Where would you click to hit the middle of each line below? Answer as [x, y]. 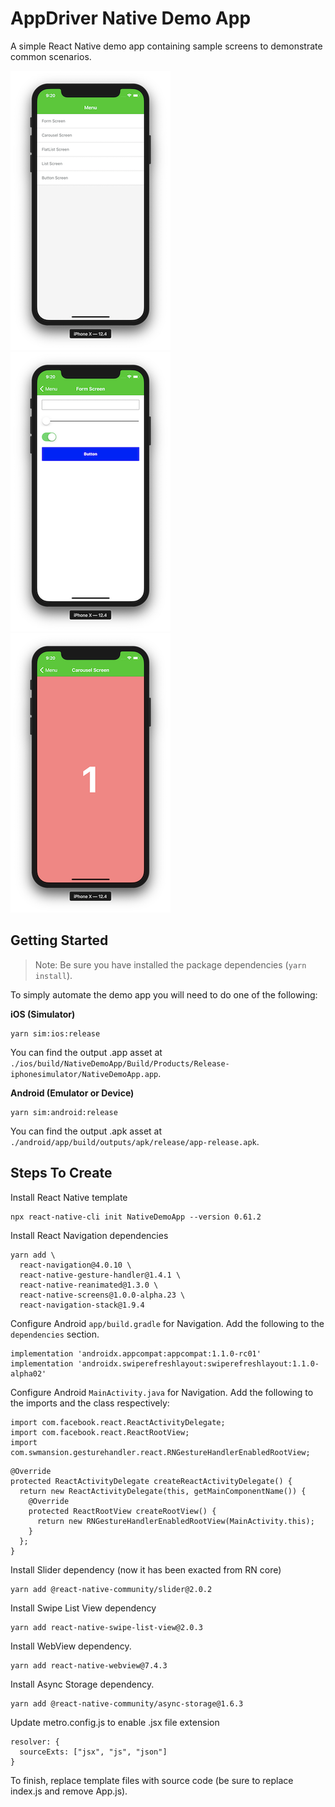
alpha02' [28, 1373]
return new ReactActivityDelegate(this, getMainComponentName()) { [163, 1491]
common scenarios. [51, 56]
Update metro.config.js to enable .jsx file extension [115, 1722]
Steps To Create [61, 1173]
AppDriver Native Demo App [131, 18]
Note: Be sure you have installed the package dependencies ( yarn [170, 964]
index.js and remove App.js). [69, 1791]
